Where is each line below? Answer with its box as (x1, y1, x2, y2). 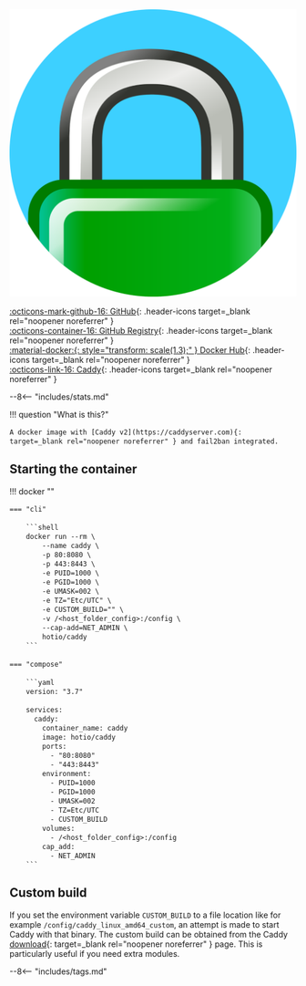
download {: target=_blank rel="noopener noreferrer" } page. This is (9, 939, 263, 950)
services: (25, 705, 64, 714)
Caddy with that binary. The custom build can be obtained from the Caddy (9, 929, 289, 939)
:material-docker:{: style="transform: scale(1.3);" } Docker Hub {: (9, 345, 251, 355)
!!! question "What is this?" (9, 410, 109, 420)
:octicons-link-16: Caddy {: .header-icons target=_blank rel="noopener (9, 364, 273, 375)
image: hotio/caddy (42, 732, 117, 742)
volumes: (42, 824, 76, 833)
